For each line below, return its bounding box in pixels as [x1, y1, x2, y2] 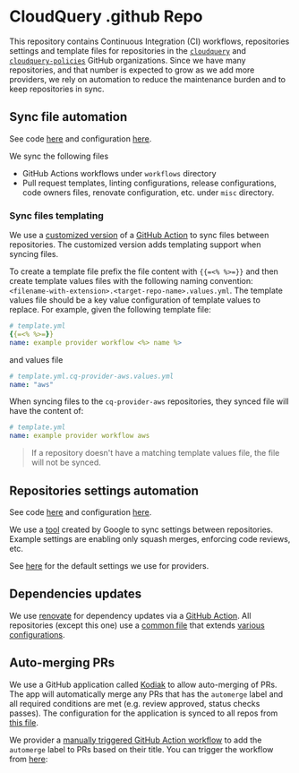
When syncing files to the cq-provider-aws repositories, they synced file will [9, 396, 289, 407]
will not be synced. [30, 457, 101, 468]
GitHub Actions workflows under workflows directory [21, 167, 217, 178]
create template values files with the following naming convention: [9, 276, 253, 287]
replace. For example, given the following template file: [9, 305, 212, 315]
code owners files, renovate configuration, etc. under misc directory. [21, 186, 275, 198]
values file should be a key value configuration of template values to [9, 295, 261, 305]
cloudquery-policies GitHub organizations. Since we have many [9, 55, 246, 65]
